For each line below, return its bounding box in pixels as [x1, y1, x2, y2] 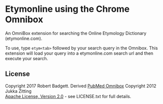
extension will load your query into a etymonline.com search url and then [5, 50, 154, 56]
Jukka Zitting [5, 88, 32, 94]
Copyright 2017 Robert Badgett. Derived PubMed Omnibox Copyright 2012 [5, 83, 157, 89]
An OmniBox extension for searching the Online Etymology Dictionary [5, 30, 147, 36]
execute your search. [5, 55, 48, 61]
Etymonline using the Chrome [5, 3, 130, 15]
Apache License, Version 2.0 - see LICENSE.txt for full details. [5, 93, 131, 99]
